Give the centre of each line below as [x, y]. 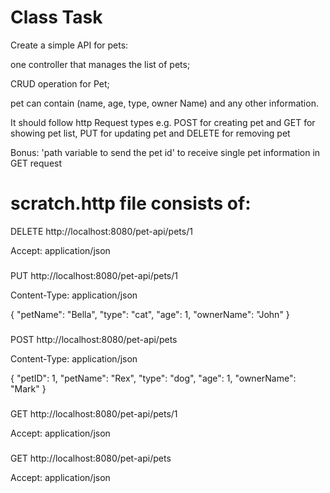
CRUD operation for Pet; [60, 83]
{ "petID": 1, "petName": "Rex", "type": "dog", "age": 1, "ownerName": [153, 378]
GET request [36, 163]
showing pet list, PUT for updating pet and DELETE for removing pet [150, 133]
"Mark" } [28, 388]
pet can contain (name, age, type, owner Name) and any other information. [164, 103]
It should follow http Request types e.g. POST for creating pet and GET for [163, 122]
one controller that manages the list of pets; [100, 64]
